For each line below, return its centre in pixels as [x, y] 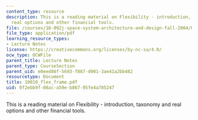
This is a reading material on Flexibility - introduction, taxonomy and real [94, 104]
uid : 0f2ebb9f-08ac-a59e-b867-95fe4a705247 [60, 88]
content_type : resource [35, 11]
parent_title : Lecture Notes [42, 60]
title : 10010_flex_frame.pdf [42, 83]
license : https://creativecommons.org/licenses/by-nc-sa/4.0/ [84, 50]
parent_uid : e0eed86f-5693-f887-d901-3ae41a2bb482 [70, 71]
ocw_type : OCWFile [29, 55]
